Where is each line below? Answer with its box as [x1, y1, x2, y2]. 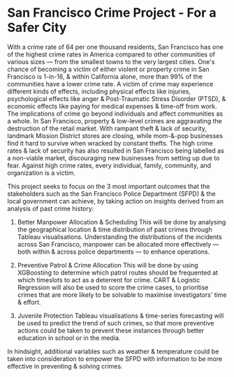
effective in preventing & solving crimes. [7, 362, 124, 370]
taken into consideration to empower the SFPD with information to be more [7, 354, 223, 363]
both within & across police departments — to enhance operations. [17, 247, 210, 256]
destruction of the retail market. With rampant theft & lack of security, [7, 124, 207, 132]
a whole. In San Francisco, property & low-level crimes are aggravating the [7, 116, 222, 125]
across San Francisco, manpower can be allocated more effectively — [17, 240, 219, 248]
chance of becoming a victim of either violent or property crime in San [7, 65, 210, 73]
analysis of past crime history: [7, 204, 94, 213]
